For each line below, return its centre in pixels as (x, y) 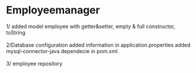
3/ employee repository (34, 63)
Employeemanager (53, 10)
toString (16, 32)
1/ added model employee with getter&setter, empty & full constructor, (91, 26)
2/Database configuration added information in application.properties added (98, 45)
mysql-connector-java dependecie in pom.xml (62, 51)
